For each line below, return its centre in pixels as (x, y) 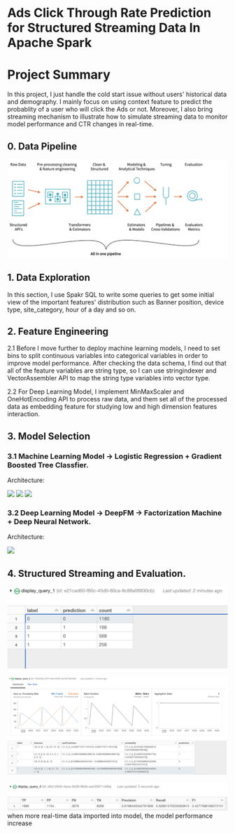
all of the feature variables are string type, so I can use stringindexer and (112, 371)
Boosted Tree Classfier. (48, 465)
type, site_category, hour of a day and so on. (72, 309)
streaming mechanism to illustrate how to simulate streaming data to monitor (117, 116)
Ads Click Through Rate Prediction (109, 13)
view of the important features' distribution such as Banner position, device (116, 302)
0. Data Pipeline (42, 146)
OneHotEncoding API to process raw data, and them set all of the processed (117, 399)
